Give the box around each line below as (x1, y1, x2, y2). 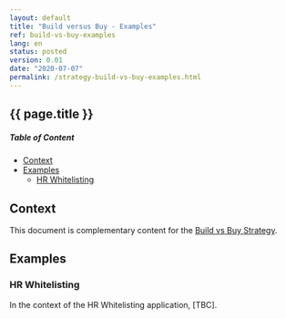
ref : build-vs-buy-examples (9, 30, 117, 39)
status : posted (9, 47, 67, 57)
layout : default (9, 13, 71, 23)
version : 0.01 (9, 56, 64, 65)
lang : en (9, 38, 43, 48)
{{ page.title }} (9, 107, 94, 122)
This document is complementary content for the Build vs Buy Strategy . (9, 224, 278, 235)
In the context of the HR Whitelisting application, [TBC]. (9, 299, 218, 310)
